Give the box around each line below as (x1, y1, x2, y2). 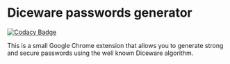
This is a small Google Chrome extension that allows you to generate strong (7, 41, 224, 49)
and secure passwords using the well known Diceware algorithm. (7, 49, 194, 57)
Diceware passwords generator (7, 5, 192, 21)
